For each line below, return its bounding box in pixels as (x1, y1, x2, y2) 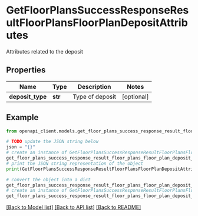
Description (77, 82, 111, 91)
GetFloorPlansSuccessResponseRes (6, 4, 189, 17)
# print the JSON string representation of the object (6, 160, 144, 167)
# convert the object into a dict (6, 177, 91, 182)
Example (6, 112, 39, 122)
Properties (6, 65, 46, 75)
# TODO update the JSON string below (6, 139, 99, 145)
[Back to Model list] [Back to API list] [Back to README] (6, 204, 141, 211)
